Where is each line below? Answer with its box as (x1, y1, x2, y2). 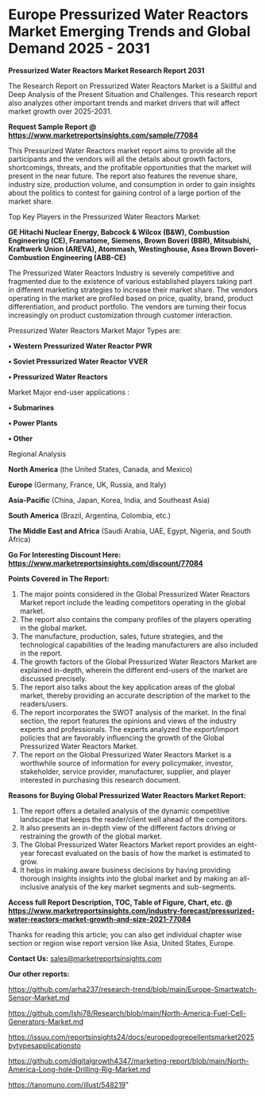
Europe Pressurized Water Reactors (8, 6, 249, 24)
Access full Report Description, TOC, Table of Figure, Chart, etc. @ (8, 897, 233, 907)
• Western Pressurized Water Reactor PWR (8, 340, 152, 351)
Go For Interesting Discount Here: (8, 550, 121, 559)
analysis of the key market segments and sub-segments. (50, 881, 237, 892)
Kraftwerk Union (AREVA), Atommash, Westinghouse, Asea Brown (8, 244, 233, 254)
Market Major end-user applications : (8, 387, 129, 397)
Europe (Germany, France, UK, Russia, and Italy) (8, 480, 167, 489)
